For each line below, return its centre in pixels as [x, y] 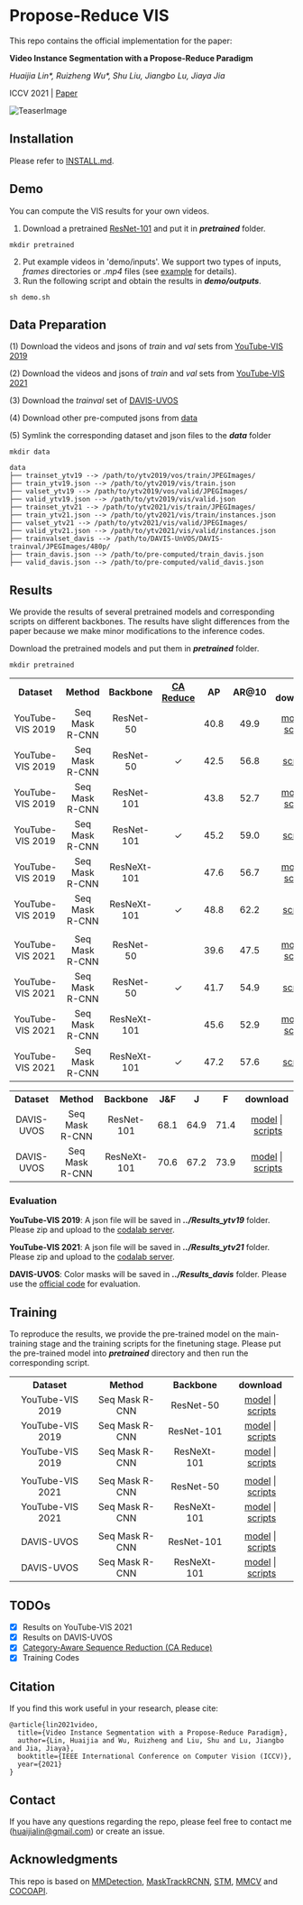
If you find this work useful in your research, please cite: [114, 1708]
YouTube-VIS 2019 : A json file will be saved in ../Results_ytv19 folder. [140, 1220]
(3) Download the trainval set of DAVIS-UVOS [94, 400]
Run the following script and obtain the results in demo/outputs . [142, 281]
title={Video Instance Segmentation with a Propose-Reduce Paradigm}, [153, 1733]
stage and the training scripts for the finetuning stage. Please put [160, 1344]
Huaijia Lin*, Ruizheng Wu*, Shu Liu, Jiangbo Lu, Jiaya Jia [117, 75]
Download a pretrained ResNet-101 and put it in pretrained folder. [144, 228]
